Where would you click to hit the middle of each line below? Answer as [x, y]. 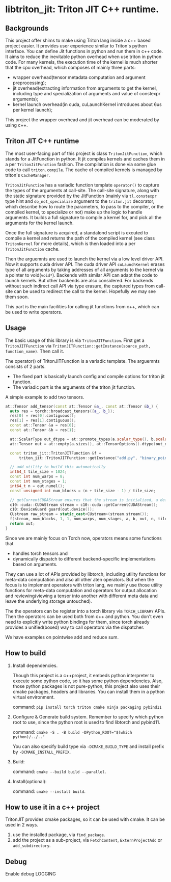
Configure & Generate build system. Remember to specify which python [88, 716]
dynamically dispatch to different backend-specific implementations [84, 558]
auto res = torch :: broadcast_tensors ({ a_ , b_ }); [62, 411]
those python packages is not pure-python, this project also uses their [86, 686]
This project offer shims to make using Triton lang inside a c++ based [78, 40]
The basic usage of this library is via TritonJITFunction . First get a [75, 340]
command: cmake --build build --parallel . [59, 771]
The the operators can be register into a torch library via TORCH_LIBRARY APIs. [85, 611]
